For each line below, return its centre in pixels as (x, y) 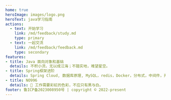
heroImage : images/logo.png (35, 15)
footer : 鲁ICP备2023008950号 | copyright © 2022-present (66, 90)
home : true (17, 10)
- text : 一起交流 (27, 43)
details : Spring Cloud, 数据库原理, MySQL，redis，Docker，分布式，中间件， (87, 76)
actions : (15, 24)
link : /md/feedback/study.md (45, 33)
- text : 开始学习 (27, 29)
